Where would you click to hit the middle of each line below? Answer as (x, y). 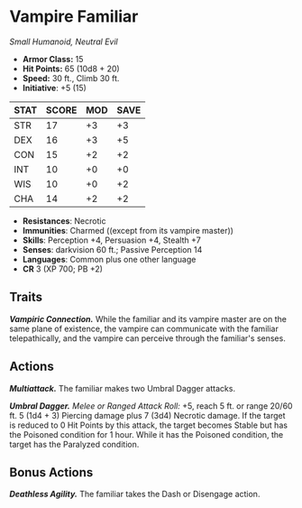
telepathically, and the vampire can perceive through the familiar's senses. (147, 338)
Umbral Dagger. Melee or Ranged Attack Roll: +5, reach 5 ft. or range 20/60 (151, 406)
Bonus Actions (51, 472)
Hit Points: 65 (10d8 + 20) (71, 69)
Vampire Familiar (74, 17)
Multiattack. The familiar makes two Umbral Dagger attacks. (123, 388)
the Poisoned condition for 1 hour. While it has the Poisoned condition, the (146, 434)
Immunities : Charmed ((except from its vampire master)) (128, 230)
